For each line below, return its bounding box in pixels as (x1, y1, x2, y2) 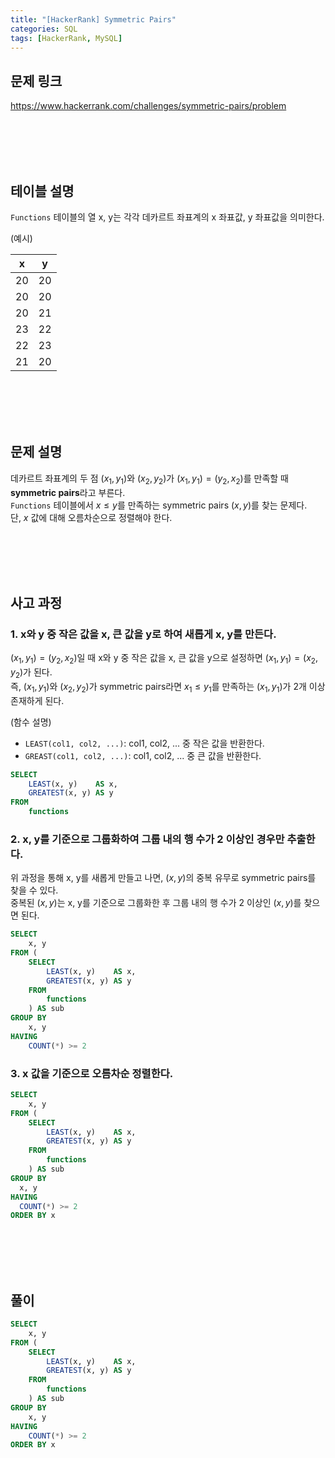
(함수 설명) (10, 716, 52, 728)
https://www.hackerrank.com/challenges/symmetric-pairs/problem (10, 100, 287, 112)
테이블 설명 (10, 182, 75, 200)
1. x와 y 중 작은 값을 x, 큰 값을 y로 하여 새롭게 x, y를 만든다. (10, 627, 277, 641)
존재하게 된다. (10, 694, 65, 706)
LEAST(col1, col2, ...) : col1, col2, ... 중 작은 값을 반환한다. (24, 737, 265, 749)
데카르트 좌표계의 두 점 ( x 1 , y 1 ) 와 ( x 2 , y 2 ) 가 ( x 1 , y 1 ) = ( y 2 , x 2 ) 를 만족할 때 (10, 472, 289, 486)
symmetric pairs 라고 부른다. (10, 486, 126, 498)
